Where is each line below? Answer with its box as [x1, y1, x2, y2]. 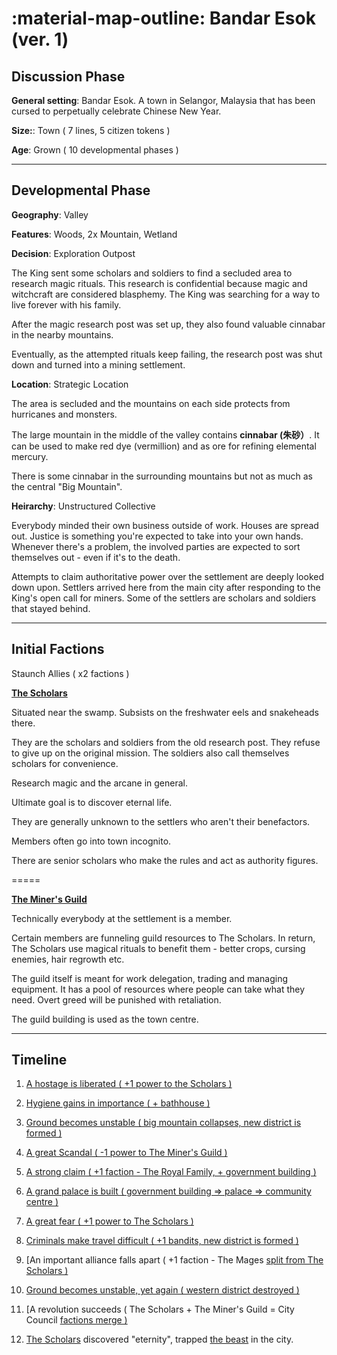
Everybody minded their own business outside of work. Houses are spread [11, 519, 319, 531]
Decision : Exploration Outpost [11, 247, 136, 259]
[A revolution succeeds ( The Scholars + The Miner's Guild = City [25, 1303, 295, 1316]
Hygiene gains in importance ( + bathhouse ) [25, 1097, 211, 1109]
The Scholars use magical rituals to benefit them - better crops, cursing [11, 942, 306, 954]
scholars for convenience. [11, 757, 119, 769]
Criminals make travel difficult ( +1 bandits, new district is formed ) [25, 1235, 299, 1247]
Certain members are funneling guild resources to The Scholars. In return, [11, 932, 316, 944]
